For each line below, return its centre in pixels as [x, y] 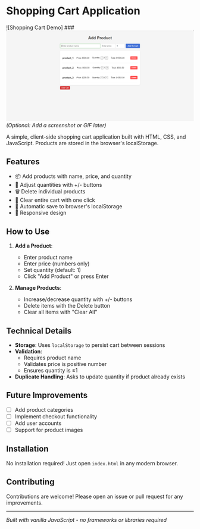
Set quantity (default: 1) [52, 270]
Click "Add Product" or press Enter [66, 276]
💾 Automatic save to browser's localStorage [68, 206]
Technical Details [39, 331]
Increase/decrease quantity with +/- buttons [78, 299]
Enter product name [48, 258]
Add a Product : [34, 246]
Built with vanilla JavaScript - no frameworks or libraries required [87, 519]
